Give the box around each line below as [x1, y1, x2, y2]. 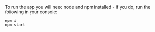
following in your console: [5, 9, 58, 15]
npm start [5, 22, 26, 27]
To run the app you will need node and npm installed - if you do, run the [5, 4, 151, 10]
